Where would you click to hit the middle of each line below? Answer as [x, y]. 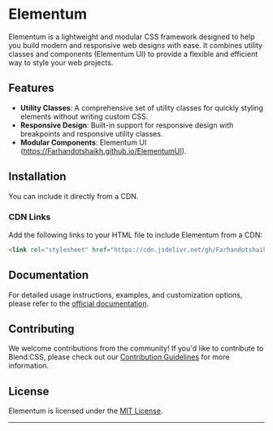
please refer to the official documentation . [79, 303]
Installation [37, 177]
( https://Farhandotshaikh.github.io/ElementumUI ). [103, 150]
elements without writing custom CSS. [84, 116]
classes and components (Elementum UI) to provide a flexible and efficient [133, 54]
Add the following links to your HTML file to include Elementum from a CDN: [135, 235]
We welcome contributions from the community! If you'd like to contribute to [136, 348]
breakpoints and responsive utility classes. [91, 133]
